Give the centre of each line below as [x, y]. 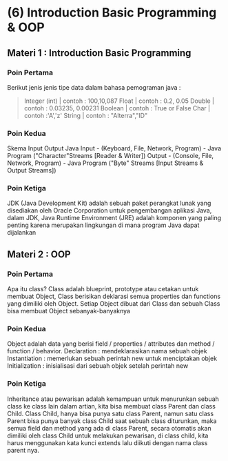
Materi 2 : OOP [39, 254]
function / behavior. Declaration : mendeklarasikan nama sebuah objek [107, 351]
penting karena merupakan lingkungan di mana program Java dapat [103, 225]
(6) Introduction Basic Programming [112, 13]
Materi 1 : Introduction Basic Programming [99, 53]
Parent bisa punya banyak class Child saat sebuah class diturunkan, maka [112, 421]
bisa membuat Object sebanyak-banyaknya [69, 311]
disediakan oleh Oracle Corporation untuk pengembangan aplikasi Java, [110, 210]
